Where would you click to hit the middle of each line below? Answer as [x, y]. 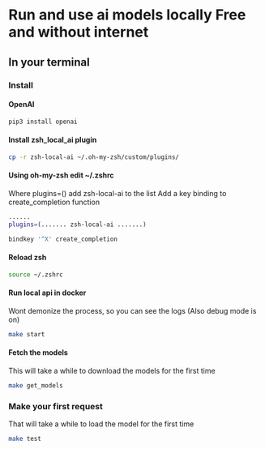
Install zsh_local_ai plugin [53, 140]
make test [25, 439]
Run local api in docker [47, 293]
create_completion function [54, 202]
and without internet [79, 32]
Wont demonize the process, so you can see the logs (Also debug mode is [132, 310]
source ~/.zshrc [36, 274]
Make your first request [56, 406]
